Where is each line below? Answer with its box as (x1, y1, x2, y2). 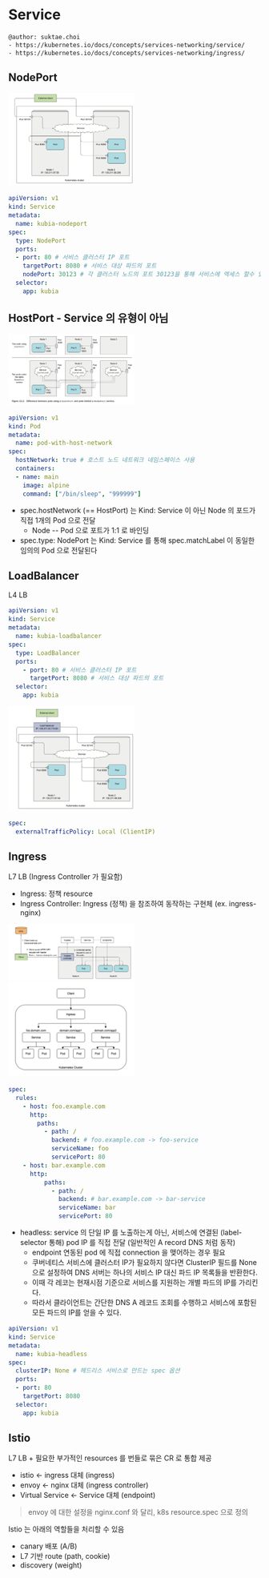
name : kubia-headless (15, 1350, 88, 1358)
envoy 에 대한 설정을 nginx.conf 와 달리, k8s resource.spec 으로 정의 (27, 1508, 248, 1517)
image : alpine (22, 481, 70, 489)
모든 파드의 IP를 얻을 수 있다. (31, 1307, 122, 1317)
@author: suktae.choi (8, 33, 81, 41)
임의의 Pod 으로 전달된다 (19, 545, 98, 555)
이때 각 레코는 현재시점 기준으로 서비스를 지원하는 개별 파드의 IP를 (31, 1278, 238, 1287)
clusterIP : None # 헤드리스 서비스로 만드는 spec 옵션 (15, 1367, 180, 1375)
